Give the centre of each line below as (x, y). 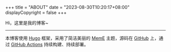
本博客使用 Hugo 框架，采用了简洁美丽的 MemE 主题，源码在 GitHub (77, 38)
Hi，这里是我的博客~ (27, 23)
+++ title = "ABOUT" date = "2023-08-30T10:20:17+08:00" (67, 7)
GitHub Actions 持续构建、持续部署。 (50, 44)
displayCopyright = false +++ (36, 12)
